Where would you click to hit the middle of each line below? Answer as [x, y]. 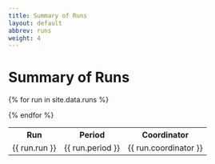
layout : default [35, 23]
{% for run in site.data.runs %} [59, 100]
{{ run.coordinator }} [165, 148]
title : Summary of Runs [48, 16]
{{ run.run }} [34, 148]
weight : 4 [25, 38]
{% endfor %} [31, 115]
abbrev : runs [30, 30]
